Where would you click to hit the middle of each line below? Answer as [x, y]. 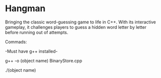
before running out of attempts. [37, 32]
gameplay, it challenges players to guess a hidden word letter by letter [76, 27]
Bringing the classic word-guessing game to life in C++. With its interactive [80, 22]
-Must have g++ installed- [31, 51]
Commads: [16, 41]
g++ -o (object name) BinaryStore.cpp [44, 60]
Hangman [25, 9]
